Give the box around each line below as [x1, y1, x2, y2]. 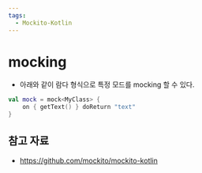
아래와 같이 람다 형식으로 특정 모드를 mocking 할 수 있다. [19, 80, 195, 89]
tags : [8, 11, 26, 20]
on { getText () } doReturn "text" [22, 103, 136, 111]
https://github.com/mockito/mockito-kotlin [19, 156, 158, 165]
